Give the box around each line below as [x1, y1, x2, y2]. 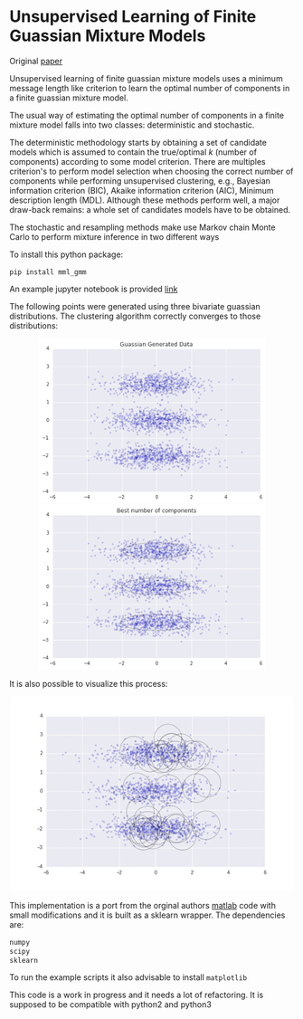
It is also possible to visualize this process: [9, 679, 168, 690]
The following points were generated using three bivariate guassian [9, 300, 260, 311]
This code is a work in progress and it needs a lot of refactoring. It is [9, 989, 264, 1000]
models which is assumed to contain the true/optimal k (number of [9, 147, 258, 157]
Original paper [9, 55, 63, 66]
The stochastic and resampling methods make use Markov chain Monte [9, 222, 276, 233]
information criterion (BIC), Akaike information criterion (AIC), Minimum [9, 185, 274, 195]
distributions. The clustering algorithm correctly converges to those [9, 310, 261, 321]
